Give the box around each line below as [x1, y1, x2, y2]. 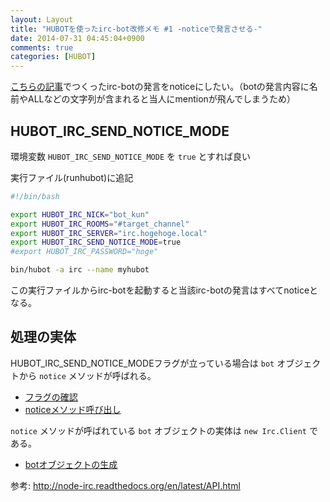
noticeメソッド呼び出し [24, 403, 122, 415]
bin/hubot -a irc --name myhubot [10, 265, 150, 275]
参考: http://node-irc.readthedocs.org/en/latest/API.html [10, 479, 241, 491]
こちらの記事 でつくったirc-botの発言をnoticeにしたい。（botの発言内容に [10, 81, 310, 93]
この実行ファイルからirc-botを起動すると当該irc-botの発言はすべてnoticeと [10, 284, 319, 296]
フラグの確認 [24, 391, 78, 403]
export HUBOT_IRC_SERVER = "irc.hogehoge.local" [10, 228, 208, 238]
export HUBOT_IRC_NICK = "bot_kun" [10, 209, 150, 220]
